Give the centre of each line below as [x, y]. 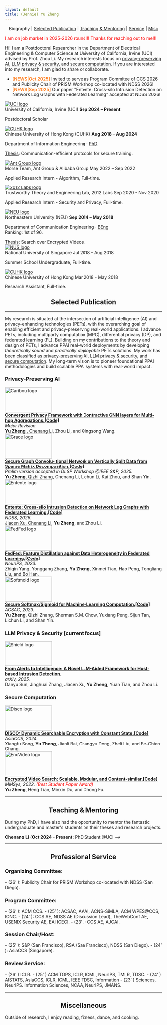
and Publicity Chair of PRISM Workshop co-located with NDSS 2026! [83, 84]
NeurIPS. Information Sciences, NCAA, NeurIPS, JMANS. [63, 985]
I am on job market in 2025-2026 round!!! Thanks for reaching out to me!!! [81, 38]
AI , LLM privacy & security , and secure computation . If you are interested [80, 64]
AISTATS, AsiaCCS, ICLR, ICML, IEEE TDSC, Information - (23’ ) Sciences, [81, 980]
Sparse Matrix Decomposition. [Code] [45, 466]
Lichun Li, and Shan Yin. [30, 620]
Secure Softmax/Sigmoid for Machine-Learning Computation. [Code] [78, 604]
